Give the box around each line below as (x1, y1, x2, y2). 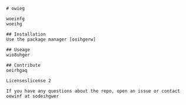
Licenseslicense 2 (6, 78, 51, 84)
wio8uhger (6, 52, 31, 58)
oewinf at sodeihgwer (6, 93, 59, 99)
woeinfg (6, 16, 25, 22)
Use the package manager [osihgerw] (6, 37, 96, 42)
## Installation (6, 31, 46, 37)
